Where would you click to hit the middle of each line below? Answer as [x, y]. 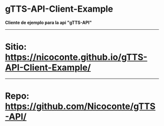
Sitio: [16, 47]
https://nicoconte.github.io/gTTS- [76, 57]
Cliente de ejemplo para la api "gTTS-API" [48, 22]
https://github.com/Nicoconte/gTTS [80, 106]
